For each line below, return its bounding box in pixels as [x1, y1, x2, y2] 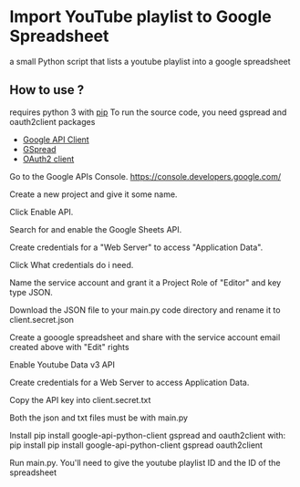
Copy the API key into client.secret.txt [9, 394, 151, 405]
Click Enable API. [9, 206, 74, 217]
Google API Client [22, 134, 89, 145]
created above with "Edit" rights [9, 341, 129, 352]
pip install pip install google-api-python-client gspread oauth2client [9, 440, 263, 451]
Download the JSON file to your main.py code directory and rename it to [9, 304, 281, 316]
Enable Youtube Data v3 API [9, 358, 116, 370]
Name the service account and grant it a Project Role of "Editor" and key [9, 276, 282, 288]
